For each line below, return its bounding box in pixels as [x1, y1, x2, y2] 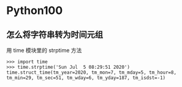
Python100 [6, 4, 63, 18]
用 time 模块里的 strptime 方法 [6, 47, 82, 54]
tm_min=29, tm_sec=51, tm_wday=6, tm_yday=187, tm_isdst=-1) [6, 75, 166, 81]
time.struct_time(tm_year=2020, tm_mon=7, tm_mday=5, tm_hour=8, [6, 69, 176, 75]
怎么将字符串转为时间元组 [6, 29, 103, 40]
